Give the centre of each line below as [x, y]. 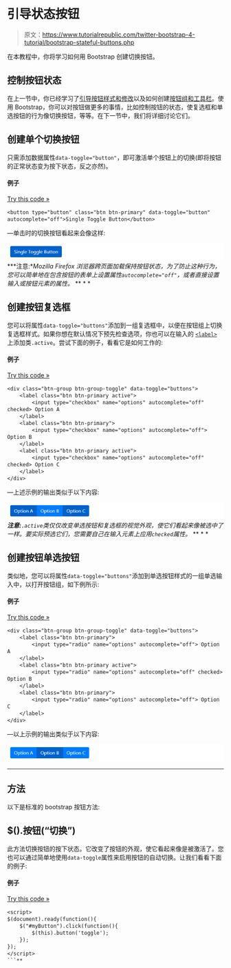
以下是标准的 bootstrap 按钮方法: [54, 807]
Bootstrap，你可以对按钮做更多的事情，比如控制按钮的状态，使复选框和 [116, 107]
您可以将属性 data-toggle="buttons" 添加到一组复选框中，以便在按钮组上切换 [115, 325]
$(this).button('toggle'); [70, 933]
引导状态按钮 [44, 14]
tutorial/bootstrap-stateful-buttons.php [79, 42]
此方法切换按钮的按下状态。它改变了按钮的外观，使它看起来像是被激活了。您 [115, 849]
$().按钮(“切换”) [41, 831]
